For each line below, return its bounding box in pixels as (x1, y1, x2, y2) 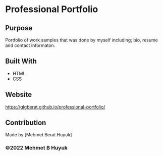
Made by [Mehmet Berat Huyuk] (5, 132, 72, 138)
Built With (5, 57, 37, 66)
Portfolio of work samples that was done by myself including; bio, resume (5, 37, 158, 43)
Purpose (5, 24, 33, 32)
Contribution (5, 119, 46, 127)
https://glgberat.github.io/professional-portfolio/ (5, 103, 105, 110)
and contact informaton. (5, 42, 56, 48)
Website (5, 90, 32, 99)
